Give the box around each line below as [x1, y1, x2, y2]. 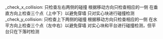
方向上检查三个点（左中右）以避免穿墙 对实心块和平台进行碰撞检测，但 [9, 22, 152, 28]
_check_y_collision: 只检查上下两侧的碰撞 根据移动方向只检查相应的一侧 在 [5, 17, 153, 22]
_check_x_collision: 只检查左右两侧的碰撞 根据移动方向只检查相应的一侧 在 [5, 4, 154, 10]
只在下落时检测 [9, 29, 40, 34]
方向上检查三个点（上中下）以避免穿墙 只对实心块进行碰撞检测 [9, 10, 135, 16]
